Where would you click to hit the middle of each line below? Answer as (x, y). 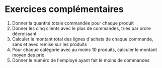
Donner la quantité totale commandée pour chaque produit (73, 23)
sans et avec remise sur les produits (49, 44)
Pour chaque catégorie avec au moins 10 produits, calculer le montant (84, 49)
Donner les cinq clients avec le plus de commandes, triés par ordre (82, 28)
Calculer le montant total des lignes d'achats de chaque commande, (83, 39)
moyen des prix (28, 55)
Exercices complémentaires (64, 9)
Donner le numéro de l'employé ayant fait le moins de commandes (81, 60)
